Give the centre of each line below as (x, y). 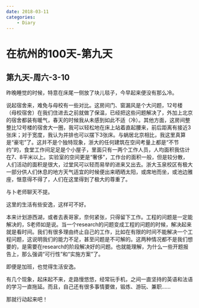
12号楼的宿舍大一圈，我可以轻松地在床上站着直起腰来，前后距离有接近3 (104, 127)
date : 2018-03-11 (28, 12)
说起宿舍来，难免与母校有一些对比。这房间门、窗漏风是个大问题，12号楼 (94, 105)
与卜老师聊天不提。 (30, 192)
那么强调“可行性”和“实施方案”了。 (62, 254)
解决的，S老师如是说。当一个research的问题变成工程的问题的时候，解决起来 (99, 224)
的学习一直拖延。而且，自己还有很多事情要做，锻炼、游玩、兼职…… (89, 287)
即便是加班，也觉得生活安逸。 (42, 267)
